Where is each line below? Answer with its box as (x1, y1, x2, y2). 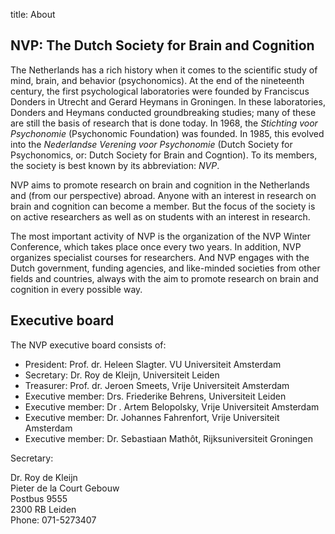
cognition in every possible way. (10, 283, 143, 295)
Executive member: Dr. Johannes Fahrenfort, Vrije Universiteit (24, 411, 280, 423)
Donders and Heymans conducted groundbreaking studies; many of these (10, 106, 317, 118)
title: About (10, 9, 56, 20)
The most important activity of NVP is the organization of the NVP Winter (10, 230, 312, 242)
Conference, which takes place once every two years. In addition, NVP (10, 240, 302, 253)
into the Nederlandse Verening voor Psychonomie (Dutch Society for (10, 138, 293, 150)
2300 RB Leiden (10, 503, 77, 515)
